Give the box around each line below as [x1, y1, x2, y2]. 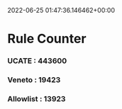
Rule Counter [7, 31, 87, 47]
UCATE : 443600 [7, 56, 67, 66]
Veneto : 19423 [7, 75, 61, 85]
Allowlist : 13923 [7, 93, 66, 103]
